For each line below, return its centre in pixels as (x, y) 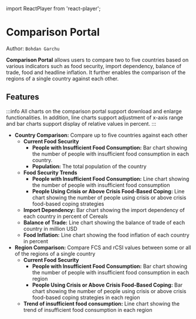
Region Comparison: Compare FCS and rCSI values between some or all (103, 247)
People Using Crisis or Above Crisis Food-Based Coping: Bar (107, 285)
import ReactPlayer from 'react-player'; (53, 9)
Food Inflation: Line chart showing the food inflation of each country (106, 235)
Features (23, 97)
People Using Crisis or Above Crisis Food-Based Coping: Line (108, 191)
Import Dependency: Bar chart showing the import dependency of (104, 210)
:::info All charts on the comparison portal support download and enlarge (94, 111)
